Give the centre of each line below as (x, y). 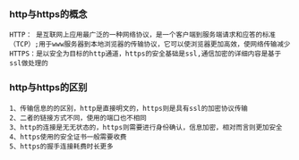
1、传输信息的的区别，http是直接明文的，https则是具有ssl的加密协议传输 (129, 108)
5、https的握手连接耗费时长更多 (61, 146)
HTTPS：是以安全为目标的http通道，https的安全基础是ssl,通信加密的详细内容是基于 (145, 54)
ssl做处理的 (29, 63)
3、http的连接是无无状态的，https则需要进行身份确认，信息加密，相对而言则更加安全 (146, 127)
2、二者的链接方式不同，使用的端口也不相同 (78, 118)
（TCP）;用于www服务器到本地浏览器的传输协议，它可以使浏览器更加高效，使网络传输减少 (150, 45)
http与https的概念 (48, 13)
